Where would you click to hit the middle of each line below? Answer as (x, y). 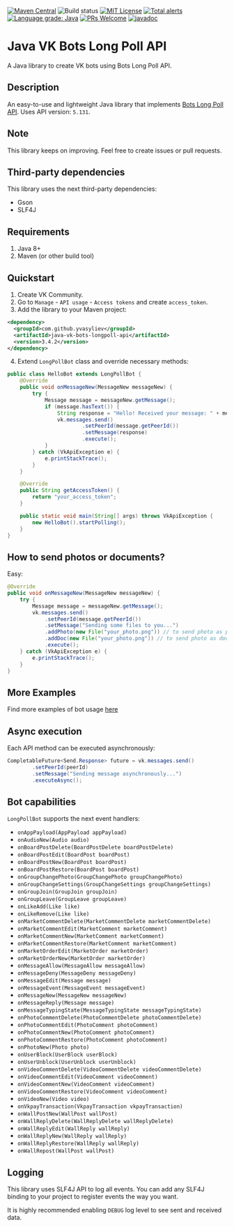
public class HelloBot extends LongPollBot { (74, 374)
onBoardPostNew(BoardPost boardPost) (72, 863)
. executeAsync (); (57, 780)
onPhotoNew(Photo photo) (53, 1048)
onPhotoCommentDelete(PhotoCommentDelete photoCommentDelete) (109, 1018)
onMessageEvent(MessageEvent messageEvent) (81, 988)
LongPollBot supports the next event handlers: (74, 819)
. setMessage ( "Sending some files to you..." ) (111, 626)
